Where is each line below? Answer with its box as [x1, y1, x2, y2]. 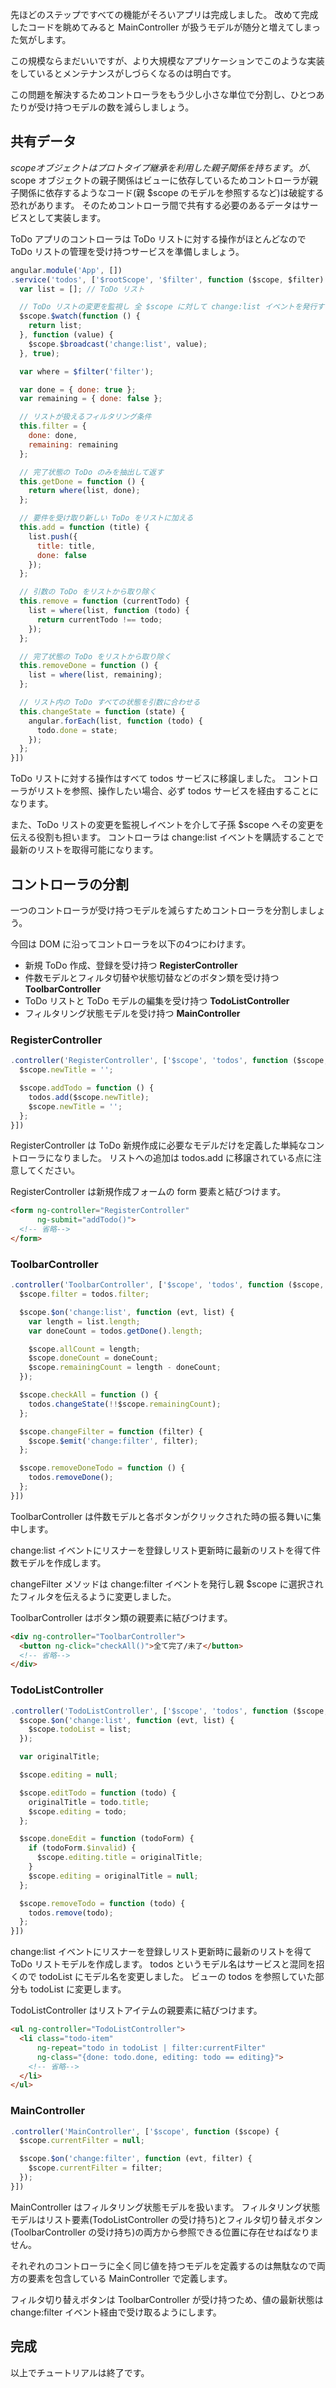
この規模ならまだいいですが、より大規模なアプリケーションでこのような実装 [10, 55, 325, 67]
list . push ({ [28, 531, 78, 542]
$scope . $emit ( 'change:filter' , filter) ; [28, 1436, 199, 1446]
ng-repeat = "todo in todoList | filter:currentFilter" [36, 2043, 267, 2053]
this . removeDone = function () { [19, 661, 159, 671]
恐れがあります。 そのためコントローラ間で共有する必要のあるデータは [10, 199, 302, 211]
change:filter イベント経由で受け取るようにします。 [10, 2306, 222, 2318]
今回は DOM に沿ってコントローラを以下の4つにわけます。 [10, 938, 252, 950]
